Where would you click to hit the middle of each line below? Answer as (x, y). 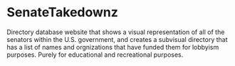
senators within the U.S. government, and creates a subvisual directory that (117, 39)
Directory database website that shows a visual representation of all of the (116, 32)
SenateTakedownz (63, 12)
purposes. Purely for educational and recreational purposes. (95, 55)
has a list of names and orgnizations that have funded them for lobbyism (113, 47)
